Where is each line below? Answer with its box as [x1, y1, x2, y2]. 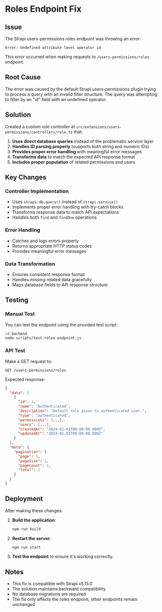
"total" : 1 [18, 467, 40, 472]
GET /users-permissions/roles [5, 368, 67, 373]
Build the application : [12, 517, 56, 523]
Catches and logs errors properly [12, 238, 79, 244]
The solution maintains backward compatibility [12, 586, 106, 592]
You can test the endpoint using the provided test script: [5, 321, 118, 328]
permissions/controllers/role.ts [5, 129, 73, 135]
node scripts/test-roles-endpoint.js [5, 336, 82, 340]
